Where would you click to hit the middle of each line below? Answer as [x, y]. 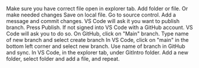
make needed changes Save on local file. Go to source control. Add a [91, 15]
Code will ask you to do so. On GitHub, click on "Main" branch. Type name [97, 34]
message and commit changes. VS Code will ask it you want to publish [93, 21]
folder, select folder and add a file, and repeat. [63, 59]
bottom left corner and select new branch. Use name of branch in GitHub [96, 46]
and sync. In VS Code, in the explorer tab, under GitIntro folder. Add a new [97, 52]
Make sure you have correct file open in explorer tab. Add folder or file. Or [97, 9]
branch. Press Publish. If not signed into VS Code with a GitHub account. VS [100, 27]
